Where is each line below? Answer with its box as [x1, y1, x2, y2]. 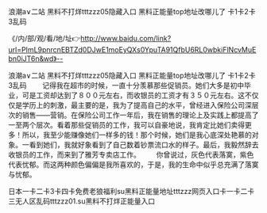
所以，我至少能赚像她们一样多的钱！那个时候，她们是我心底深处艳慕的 [21, 130, 252, 139]
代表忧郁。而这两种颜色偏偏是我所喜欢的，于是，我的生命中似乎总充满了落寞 [8, 160, 259, 169]
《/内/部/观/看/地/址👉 [8, 34, 81, 43]
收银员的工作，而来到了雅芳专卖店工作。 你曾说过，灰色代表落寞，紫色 [8, 150, 254, 159]
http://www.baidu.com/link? [80, 34, 172, 43]
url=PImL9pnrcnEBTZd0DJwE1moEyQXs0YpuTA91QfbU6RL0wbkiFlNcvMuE [8, 45, 257, 54]
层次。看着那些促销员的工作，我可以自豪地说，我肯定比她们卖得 [35, 120, 245, 129]
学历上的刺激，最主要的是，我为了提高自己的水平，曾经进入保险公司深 [21, 101, 252, 109]
